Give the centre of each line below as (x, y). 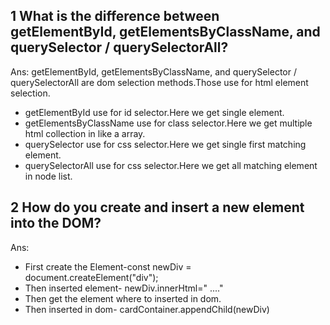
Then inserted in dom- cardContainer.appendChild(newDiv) (147, 309)
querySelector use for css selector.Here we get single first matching (165, 144)
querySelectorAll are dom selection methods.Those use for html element (159, 82)
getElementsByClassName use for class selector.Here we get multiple (168, 123)
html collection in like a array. (85, 133)
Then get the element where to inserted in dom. (123, 298)
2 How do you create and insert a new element (157, 207)
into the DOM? (56, 223)
